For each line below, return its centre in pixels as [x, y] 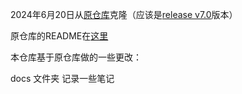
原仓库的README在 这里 [59, 36]
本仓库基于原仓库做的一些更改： [76, 57]
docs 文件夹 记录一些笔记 [62, 78]
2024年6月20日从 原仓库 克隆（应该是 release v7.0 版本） [124, 14]
